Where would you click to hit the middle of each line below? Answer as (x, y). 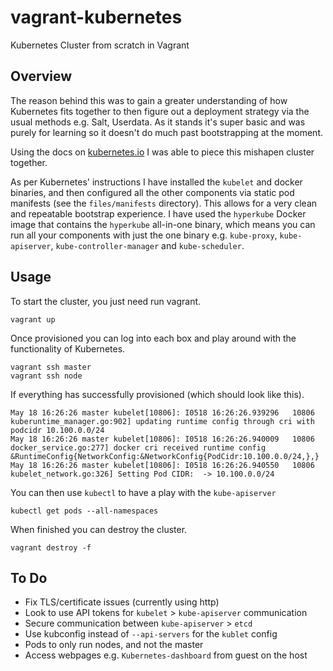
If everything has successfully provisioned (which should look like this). (157, 394)
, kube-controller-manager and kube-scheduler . (147, 245)
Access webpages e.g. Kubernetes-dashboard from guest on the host (166, 655)
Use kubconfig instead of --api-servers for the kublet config (151, 634)
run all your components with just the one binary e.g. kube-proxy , (144, 235)
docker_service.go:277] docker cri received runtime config (138, 447)
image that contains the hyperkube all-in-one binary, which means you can (163, 224)
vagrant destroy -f (51, 547)
